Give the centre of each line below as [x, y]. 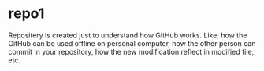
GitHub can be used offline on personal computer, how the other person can [132, 43]
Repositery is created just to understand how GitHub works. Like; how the [128, 35]
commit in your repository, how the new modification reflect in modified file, [131, 51]
